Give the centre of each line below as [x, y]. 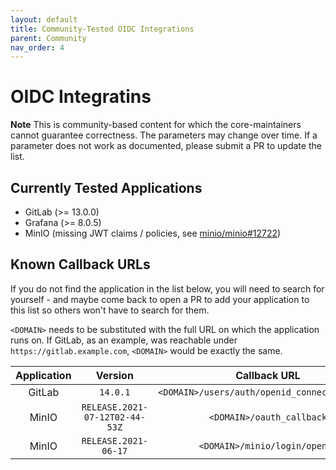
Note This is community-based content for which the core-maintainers [156, 125]
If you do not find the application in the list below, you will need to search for [167, 288]
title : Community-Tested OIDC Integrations [102, 29]
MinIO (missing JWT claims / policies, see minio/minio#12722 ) [153, 233]
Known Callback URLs [80, 264]
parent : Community [48, 38]
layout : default [44, 19]
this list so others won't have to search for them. [110, 310]
